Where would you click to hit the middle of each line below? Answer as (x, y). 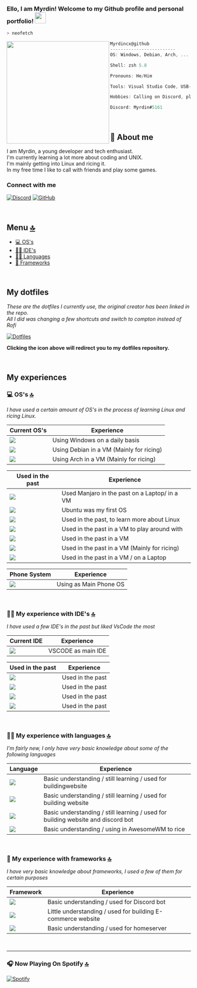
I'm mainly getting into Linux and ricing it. (56, 163)
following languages (31, 755)
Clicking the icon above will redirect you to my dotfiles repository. (88, 347)
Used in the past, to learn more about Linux (121, 519)
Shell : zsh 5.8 (129, 65)
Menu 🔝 (21, 227)
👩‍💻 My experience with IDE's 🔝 (51, 614)
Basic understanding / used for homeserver (107, 928)
